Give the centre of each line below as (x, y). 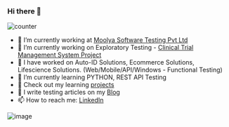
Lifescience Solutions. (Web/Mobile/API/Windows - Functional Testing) (120, 70)
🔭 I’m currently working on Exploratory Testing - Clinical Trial (105, 48)
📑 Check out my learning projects (66, 85)
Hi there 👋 (25, 11)
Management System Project (59, 55)
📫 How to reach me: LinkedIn (60, 100)
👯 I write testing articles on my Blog (69, 92)
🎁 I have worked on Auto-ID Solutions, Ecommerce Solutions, (106, 62)
